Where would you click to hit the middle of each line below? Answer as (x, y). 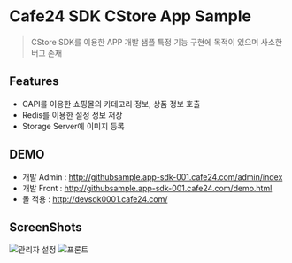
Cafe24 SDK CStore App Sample (131, 16)
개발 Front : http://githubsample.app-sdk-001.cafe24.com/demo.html (147, 188)
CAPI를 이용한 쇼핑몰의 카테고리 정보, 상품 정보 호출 (111, 104)
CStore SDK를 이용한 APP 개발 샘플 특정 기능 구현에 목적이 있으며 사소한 (157, 42)
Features (34, 81)
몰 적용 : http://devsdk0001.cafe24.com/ (95, 199)
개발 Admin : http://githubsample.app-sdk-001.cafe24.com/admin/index (152, 177)
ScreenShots (46, 227)
